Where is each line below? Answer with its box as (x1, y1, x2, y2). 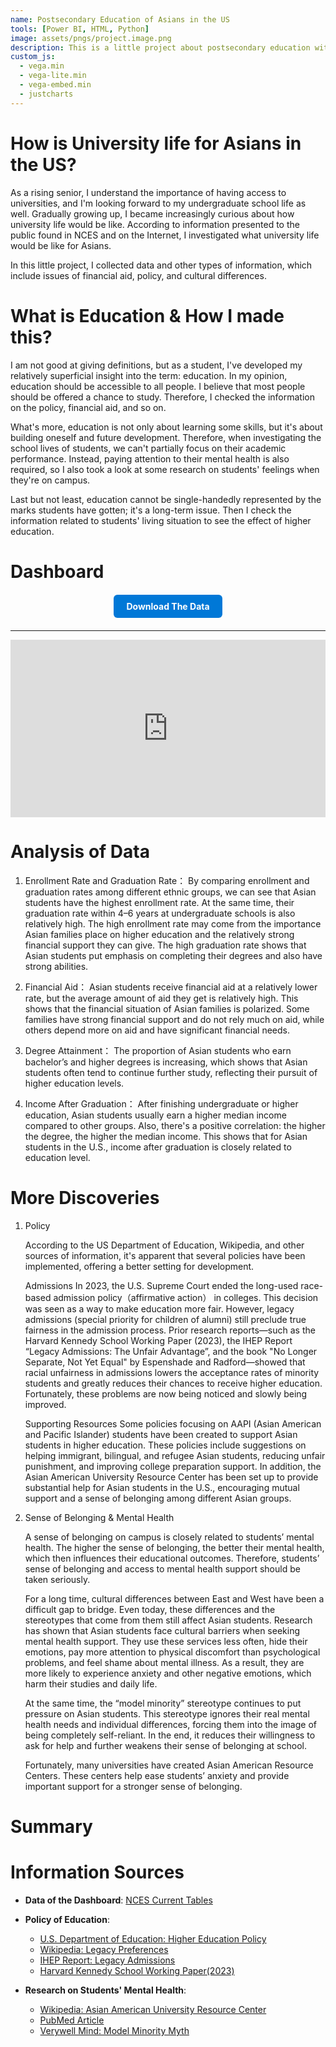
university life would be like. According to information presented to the (10, 218, 300, 230)
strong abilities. (24, 961, 89, 973)
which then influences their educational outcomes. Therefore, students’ (24, 1552, 320, 1565)
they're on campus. (10, 474, 91, 486)
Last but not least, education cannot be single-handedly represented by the (10, 493, 322, 505)
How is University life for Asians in (10, 132, 302, 155)
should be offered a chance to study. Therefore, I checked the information (10, 391, 316, 403)
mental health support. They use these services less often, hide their (24, 1636, 308, 1648)
